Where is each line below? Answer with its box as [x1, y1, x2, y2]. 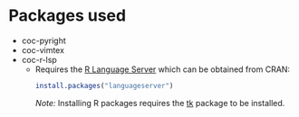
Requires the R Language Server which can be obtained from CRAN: [34, 64, 291, 75]
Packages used [8, 5, 127, 26]
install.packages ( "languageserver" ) [34, 81, 174, 90]
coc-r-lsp [21, 54, 58, 65]
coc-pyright [21, 35, 67, 46]
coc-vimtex [21, 44, 65, 55]
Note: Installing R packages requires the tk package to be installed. [34, 97, 285, 108]
